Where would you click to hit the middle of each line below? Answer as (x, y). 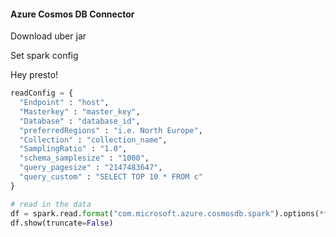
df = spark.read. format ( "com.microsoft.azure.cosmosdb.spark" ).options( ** (169, 213)
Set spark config (44, 56)
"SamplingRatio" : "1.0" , (73, 149)
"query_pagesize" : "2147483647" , (91, 168)
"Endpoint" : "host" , (64, 103)
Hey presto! (34, 75)
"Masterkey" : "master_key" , (80, 111)
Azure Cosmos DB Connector (72, 14)
